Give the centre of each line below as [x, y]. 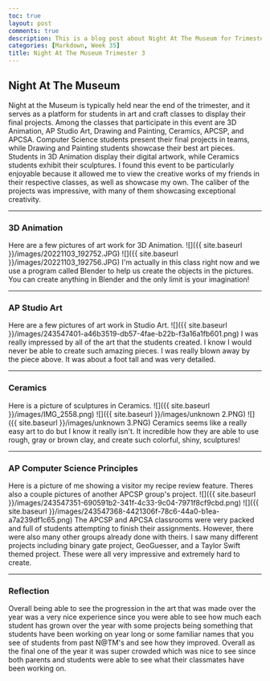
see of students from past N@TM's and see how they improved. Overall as [132, 643]
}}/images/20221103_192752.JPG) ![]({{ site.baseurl [93, 254]
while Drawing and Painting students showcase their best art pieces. [122, 148]
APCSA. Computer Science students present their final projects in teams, [129, 139]
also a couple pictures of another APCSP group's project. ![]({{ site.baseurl [132, 494]
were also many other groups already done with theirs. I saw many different [133, 537]
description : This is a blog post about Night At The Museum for [120, 38]
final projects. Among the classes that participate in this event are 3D [123, 122]
